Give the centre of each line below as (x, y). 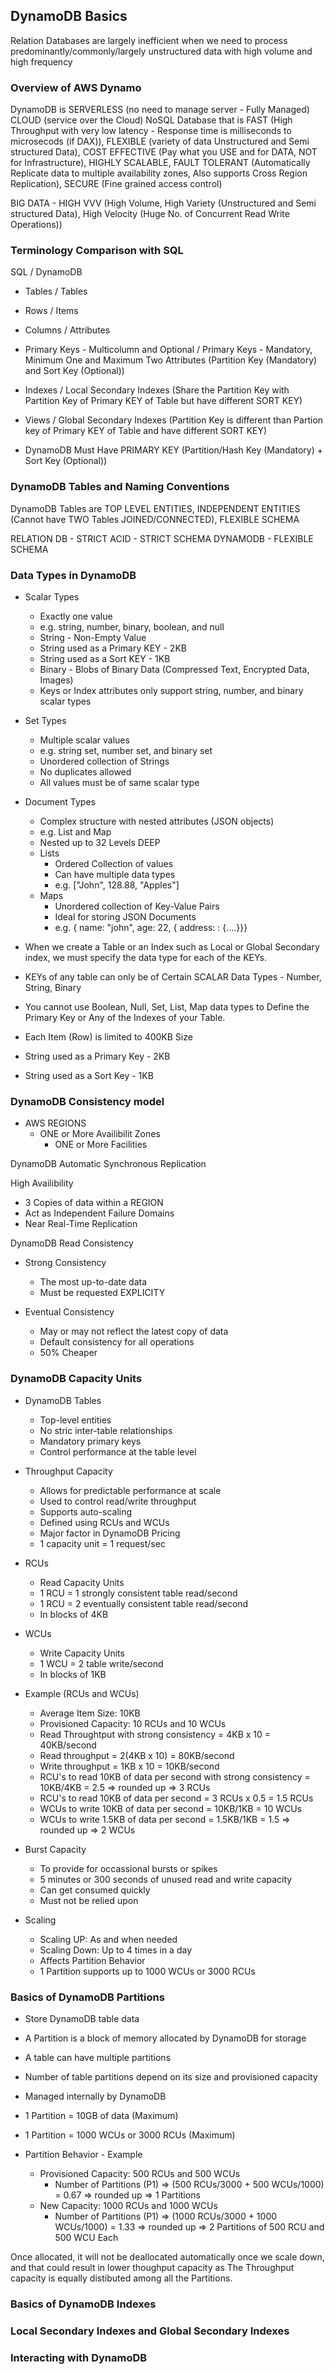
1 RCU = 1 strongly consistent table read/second (138, 1593)
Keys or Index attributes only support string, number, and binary (171, 690)
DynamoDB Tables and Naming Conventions (120, 487)
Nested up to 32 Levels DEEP (100, 842)
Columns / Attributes (67, 330)
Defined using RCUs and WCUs (104, 1522)
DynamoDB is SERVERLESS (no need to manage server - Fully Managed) (160, 110)
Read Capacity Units (82, 1582)
